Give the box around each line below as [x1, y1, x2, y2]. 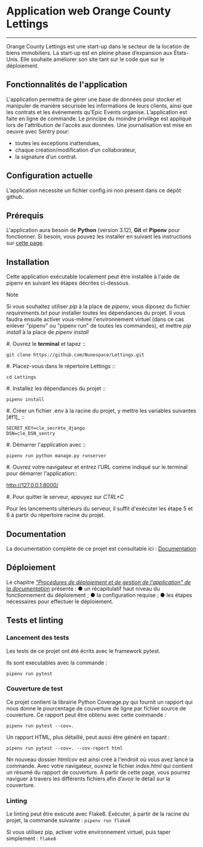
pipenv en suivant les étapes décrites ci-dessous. [6, 279, 130, 287]
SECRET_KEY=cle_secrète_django [6, 425, 85, 432]
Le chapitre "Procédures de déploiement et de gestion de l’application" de [6, 579, 192, 586]
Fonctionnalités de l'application [6, 80, 128, 90]
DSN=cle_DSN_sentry [6, 430, 56, 436]
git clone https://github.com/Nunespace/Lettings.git [6, 352, 145, 358]
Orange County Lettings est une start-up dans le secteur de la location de [6, 42, 190, 50]
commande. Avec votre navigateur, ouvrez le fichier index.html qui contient [6, 762, 193, 769]
